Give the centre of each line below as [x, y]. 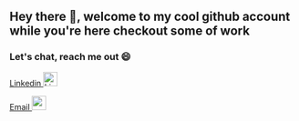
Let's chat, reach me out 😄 [70, 57]
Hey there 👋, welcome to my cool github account [150, 17]
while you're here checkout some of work [130, 31]
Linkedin [26, 83]
